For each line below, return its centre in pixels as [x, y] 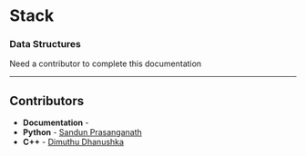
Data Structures [46, 44]
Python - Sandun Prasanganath [82, 132]
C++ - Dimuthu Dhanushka [73, 142]
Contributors [47, 101]
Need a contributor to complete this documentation [106, 63]
